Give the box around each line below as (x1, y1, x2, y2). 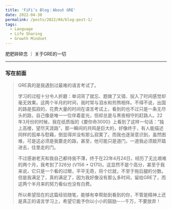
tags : (5, 22, 17, 27)
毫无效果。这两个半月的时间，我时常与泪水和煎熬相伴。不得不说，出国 (17, 99, 166, 106)
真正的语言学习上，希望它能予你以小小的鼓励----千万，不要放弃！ (22, 198, 161, 204)
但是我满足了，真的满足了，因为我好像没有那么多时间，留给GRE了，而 (17, 175, 166, 181)
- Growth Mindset (10, 36, 47, 41)
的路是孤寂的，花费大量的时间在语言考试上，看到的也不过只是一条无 (17, 106, 162, 112)
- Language (10, 27, 33, 32)
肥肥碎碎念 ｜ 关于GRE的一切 (5, 51, 67, 57)
